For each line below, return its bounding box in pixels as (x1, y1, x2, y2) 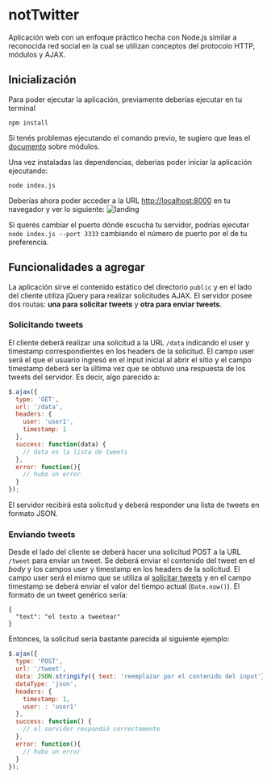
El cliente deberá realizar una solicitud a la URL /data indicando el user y (8, 337, 250, 347)
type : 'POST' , (15, 657, 63, 666)
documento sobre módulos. (8, 142, 100, 151)
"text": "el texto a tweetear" (15, 613, 121, 621)
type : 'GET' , (15, 395, 60, 404)
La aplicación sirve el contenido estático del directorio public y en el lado (8, 281, 252, 292)
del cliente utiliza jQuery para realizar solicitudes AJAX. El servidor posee (8, 290, 252, 300)
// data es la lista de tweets (23, 447, 128, 456)
